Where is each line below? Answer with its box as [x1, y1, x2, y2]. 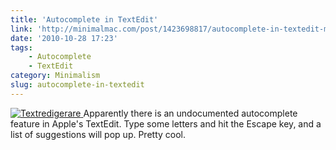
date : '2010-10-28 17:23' [10, 33, 118, 43]
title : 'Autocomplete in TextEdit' [10, 14, 159, 25]
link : [10, 24, 33, 34]
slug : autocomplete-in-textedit [10, 80, 145, 90]
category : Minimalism [10, 71, 101, 81]
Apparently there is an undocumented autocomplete [83, 107, 298, 119]
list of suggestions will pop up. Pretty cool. [10, 128, 187, 140]
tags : [10, 42, 33, 53]
